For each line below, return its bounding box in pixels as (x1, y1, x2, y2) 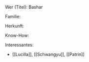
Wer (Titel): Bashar (5, 4, 43, 10)
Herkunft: (5, 23, 24, 29)
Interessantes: (5, 42, 34, 48)
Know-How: (5, 33, 29, 38)
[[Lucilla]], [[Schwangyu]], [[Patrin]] (12, 51, 85, 57)
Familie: (5, 14, 21, 19)
